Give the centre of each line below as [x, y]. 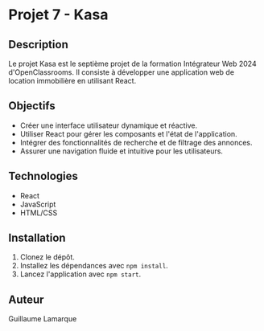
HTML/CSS [39, 212]
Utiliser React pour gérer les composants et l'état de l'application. [128, 133]
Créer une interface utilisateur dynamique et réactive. [109, 125]
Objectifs [32, 106]
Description [38, 45]
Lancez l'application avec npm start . [80, 274]
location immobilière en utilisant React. [72, 81]
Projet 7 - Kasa [58, 15]
